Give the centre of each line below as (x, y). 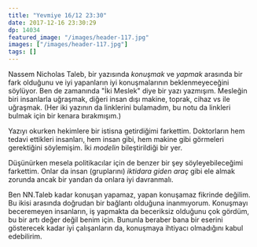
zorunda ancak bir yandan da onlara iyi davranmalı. (91, 180)
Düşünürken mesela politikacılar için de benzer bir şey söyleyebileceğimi (126, 163)
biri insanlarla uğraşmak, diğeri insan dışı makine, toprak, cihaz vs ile (119, 99)
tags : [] (22, 52)
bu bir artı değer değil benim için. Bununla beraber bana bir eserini (116, 220)
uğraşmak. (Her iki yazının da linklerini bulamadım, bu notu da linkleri (119, 107)
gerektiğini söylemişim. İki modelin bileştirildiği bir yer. (95, 147)
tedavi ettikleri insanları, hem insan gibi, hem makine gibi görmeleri (116, 139)
